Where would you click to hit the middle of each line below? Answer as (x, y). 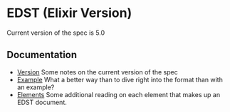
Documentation (42, 55)
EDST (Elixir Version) (69, 13)
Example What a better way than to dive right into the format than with (120, 79)
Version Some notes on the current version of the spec (98, 72)
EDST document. (42, 102)
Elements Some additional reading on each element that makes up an (119, 94)
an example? (36, 87)
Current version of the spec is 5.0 (56, 33)
